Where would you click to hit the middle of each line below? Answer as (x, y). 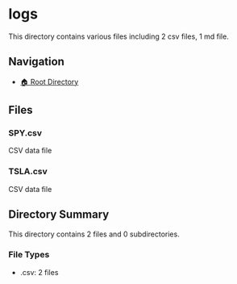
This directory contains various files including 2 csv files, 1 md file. (119, 36)
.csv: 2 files (39, 272)
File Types (29, 255)
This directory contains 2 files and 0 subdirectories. (94, 234)
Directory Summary (59, 215)
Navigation (36, 62)
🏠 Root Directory (49, 81)
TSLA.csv (28, 172)
